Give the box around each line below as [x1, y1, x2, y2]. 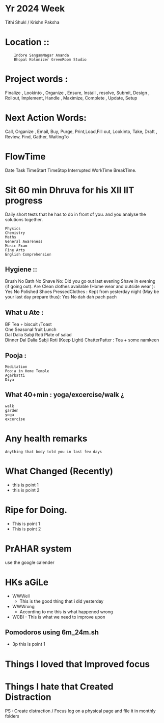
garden [5, 408, 19, 413]
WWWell [12, 593, 30, 599]
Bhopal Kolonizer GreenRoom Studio [14, 57, 87, 62]
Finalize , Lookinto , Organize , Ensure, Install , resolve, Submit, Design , [5, 90, 150, 96]
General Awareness [5, 239, 43, 244]
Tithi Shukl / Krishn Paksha [5, 19, 60, 25]
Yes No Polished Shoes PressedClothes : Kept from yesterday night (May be [5, 289, 160, 295]
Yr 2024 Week [5, 3, 65, 14]
